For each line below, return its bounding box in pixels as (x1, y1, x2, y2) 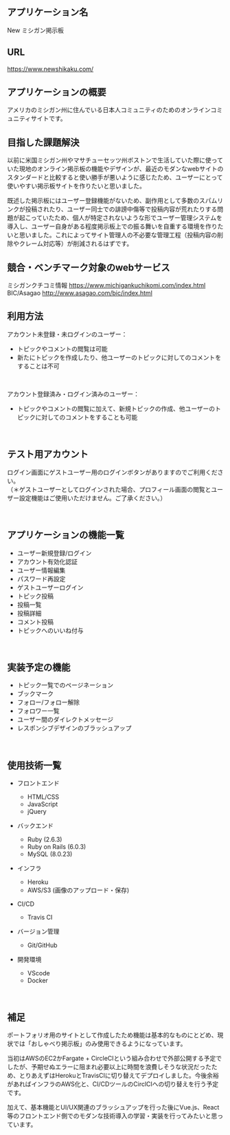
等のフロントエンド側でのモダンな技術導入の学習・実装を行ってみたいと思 (7, 1112, 218, 1120)
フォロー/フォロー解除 (16, 698, 80, 706)
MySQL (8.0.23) (27, 850, 73, 858)
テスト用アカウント (7, 448, 89, 460)
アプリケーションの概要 (7, 87, 106, 98)
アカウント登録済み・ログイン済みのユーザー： (7, 389, 139, 398)
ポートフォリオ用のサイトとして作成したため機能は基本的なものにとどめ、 (7, 1030, 218, 1039)
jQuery (27, 808, 47, 816)
